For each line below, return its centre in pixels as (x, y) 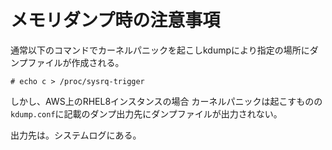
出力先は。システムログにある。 (76, 135)
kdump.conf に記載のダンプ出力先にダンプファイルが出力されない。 (146, 113)
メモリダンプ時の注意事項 (115, 20)
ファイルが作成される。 (76, 62)
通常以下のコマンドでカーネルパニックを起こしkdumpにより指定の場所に (160, 50)
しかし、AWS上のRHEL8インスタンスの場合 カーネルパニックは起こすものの (166, 101)
